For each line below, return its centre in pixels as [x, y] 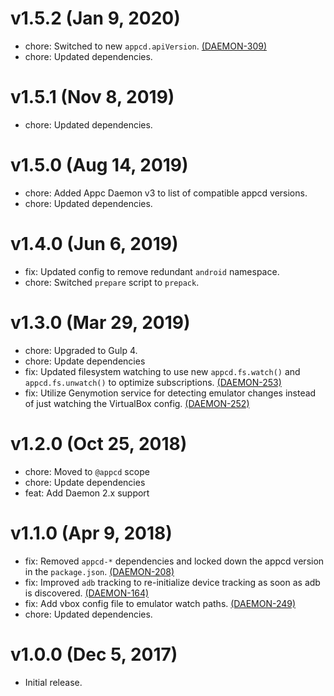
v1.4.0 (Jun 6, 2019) [94, 244]
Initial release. [53, 682]
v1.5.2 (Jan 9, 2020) [95, 18]
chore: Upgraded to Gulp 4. [81, 350]
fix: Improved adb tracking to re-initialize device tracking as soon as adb [172, 582]
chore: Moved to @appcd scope [87, 471]
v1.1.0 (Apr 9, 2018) [91, 533]
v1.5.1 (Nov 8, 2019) [92, 97]
